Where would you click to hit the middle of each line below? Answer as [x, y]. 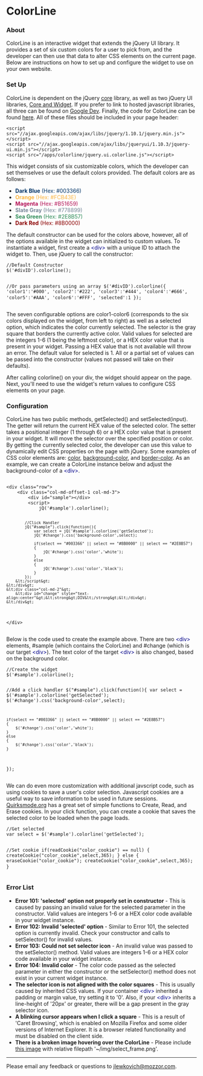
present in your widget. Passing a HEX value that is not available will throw [99, 346]
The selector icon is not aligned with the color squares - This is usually [105, 984]
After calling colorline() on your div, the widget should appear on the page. [99, 377]
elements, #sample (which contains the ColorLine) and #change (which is [98, 645]
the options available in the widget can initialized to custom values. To [93, 241]
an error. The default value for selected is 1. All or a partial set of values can [100, 353]
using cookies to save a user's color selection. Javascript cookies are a [95, 792]
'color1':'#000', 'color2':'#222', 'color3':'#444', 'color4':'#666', [97, 291]
